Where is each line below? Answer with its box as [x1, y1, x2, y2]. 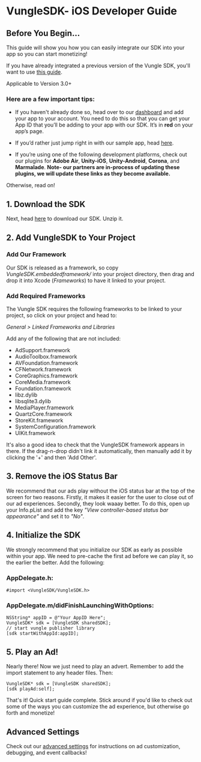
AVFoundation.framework [14, 359, 79, 367]
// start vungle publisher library [6, 625, 95, 631]
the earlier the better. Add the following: [6, 559, 105, 566]
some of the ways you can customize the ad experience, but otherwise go [6, 703, 190, 710]
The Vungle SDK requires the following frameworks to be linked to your [6, 305, 182, 313]
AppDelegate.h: [6, 574, 54, 582]
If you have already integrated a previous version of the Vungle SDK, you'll [6, 62, 191, 69]
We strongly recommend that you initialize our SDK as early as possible [6, 546, 183, 553]
